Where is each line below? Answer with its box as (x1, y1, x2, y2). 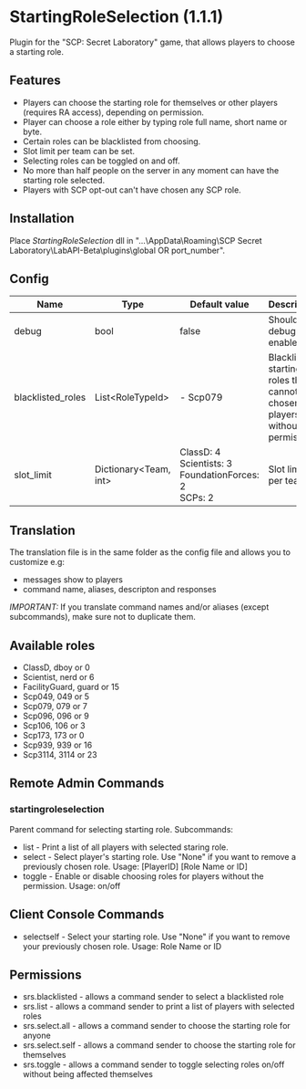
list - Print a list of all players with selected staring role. (22, 842, 229, 853)
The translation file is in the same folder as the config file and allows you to (9, 547, 291, 558)
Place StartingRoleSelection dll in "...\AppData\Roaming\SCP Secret (9, 235, 262, 246)
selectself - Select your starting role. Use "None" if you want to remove (22, 931, 291, 942)
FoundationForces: (179, 468, 260, 481)
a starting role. (9, 46, 64, 57)
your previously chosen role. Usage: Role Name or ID (22, 940, 222, 951)
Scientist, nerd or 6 (22, 672, 95, 682)
